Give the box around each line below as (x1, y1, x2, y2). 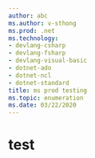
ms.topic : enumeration (8, 94, 84, 102)
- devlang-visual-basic (8, 57, 88, 65)
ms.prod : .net (8, 26, 56, 34)
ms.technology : (8, 34, 59, 43)
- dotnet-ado (8, 64, 52, 72)
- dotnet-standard (8, 79, 69, 87)
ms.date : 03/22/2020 (8, 101, 77, 109)
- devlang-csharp (8, 42, 66, 50)
